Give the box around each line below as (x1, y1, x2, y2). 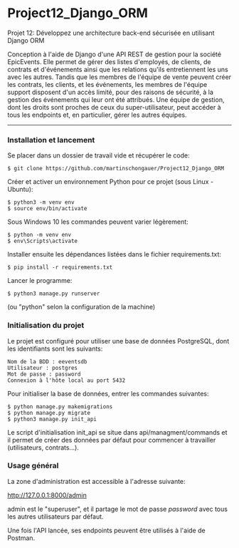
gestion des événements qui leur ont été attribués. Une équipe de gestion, (7, 95, 225, 104)
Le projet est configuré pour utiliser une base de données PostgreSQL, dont (7, 336, 230, 345)
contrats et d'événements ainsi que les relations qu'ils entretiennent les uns (7, 65, 229, 73)
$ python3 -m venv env (7, 199, 75, 206)
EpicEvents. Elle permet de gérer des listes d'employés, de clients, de (7, 57, 211, 66)
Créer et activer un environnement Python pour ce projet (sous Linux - (7, 177, 214, 186)
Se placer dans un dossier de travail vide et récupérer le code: (7, 151, 190, 160)
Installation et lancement (7, 135, 95, 145)
